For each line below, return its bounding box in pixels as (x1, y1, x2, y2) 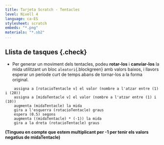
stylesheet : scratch (5, 21, 47, 26)
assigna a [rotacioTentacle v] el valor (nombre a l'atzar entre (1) (14, 86, 159, 91)
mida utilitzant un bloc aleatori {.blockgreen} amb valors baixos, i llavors (12, 66, 159, 72)
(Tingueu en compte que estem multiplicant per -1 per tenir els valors (5, 129, 149, 135)
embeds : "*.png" (5, 25, 38, 30)
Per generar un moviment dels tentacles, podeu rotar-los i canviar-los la (12, 61, 160, 67)
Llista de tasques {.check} (5, 48, 87, 56)
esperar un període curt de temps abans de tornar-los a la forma (12, 72, 143, 77)
